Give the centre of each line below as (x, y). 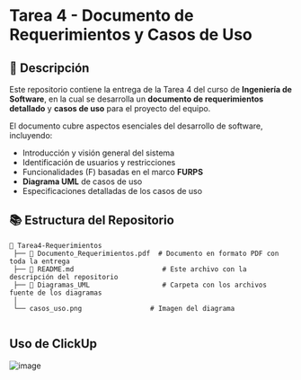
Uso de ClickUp (53, 344)
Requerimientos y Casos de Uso (131, 35)
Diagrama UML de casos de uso (82, 181)
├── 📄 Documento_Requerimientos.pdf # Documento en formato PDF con (146, 253)
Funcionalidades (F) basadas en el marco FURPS (113, 172)
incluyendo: (31, 135)
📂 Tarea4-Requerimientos (56, 245)
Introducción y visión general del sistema (98, 153)
